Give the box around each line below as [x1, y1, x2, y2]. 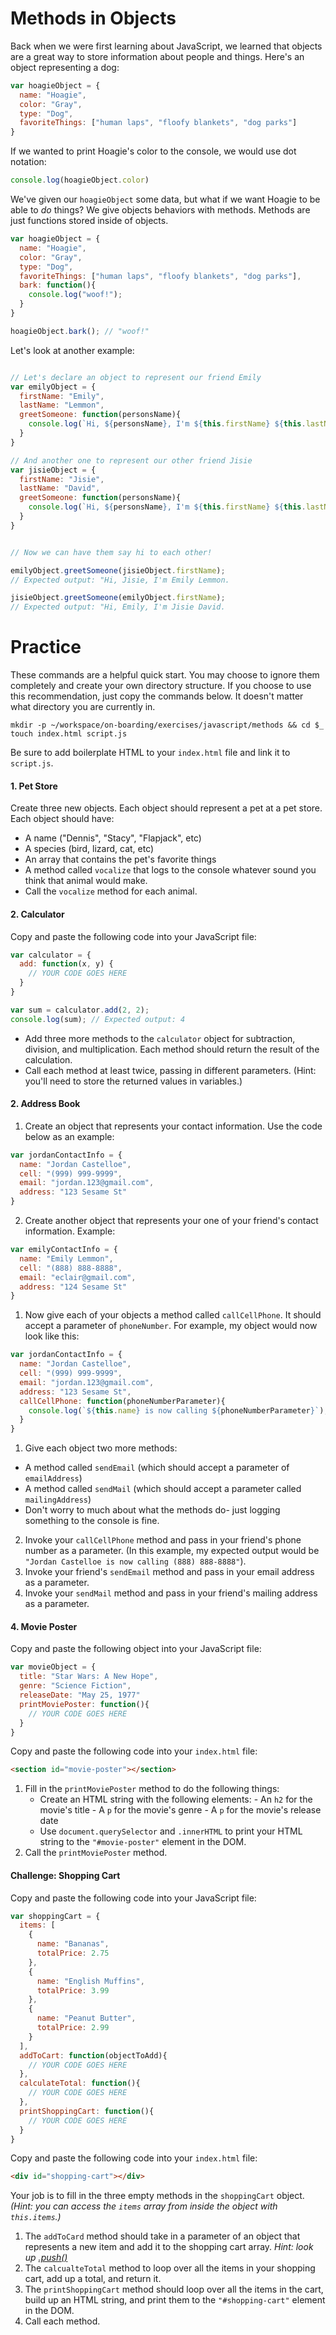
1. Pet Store [10, 780, 58, 792]
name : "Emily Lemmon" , [19, 1253, 114, 1264]
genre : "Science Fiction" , [19, 1681, 132, 1691]
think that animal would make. [24, 875, 148, 887]
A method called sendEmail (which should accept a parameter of [24, 1462, 290, 1474]
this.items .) [10, 2211, 62, 2223]
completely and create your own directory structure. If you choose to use [10, 680, 312, 692]
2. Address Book [10, 1098, 81, 1110]
